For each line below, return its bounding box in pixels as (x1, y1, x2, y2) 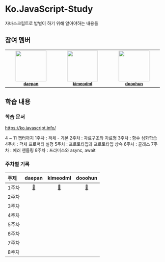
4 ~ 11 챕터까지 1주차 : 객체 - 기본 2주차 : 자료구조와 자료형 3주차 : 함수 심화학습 (5, 135, 157, 141)
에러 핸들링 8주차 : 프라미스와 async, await (12, 147, 96, 153)
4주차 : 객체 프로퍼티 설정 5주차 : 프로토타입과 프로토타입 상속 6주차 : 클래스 (5, 141, 150, 147)
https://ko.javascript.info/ (5, 125, 56, 131)
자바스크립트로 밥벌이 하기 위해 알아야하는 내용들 (5, 20, 99, 26)
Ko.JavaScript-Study (5, 3, 93, 15)
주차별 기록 (5, 161, 30, 168)
